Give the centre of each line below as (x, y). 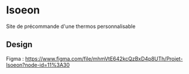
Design (19, 45)
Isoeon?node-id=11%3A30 (38, 65)
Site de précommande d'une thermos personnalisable (71, 26)
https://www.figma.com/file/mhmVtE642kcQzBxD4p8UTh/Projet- (104, 58)
